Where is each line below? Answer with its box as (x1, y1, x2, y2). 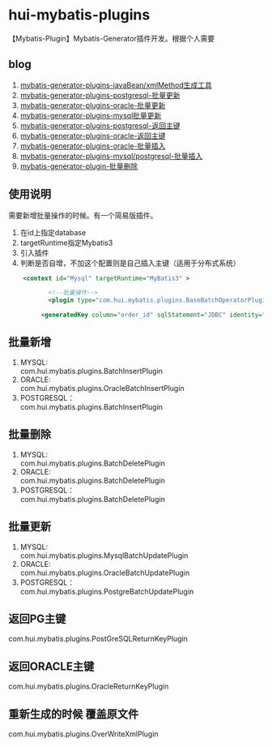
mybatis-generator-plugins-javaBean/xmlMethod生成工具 (19, 79, 213, 90)
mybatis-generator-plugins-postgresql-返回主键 (19, 120, 181, 131)
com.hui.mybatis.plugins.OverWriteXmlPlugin (8, 728, 159, 739)
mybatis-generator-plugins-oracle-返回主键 (19, 131, 166, 140)
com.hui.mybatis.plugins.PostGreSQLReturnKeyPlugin (8, 634, 189, 644)
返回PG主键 (8, 612, 66, 625)
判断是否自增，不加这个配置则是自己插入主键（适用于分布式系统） (19, 258, 240, 268)
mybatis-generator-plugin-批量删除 (19, 161, 138, 171)
